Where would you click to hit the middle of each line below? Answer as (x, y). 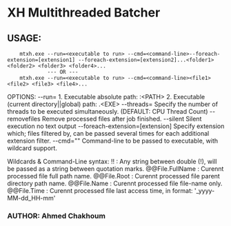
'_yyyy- (204, 191)
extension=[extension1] (41, 60)
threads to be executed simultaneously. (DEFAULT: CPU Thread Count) (108, 111)
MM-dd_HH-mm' (31, 198)
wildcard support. (32, 148)
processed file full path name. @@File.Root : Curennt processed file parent (114, 176)
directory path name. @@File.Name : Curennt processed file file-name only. (115, 183)
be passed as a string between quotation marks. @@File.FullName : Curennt (115, 169)
